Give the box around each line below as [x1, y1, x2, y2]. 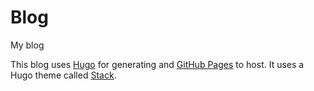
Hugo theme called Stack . [10, 69, 117, 81]
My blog [10, 39, 45, 51]
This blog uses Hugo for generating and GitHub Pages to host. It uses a [10, 58, 305, 70]
